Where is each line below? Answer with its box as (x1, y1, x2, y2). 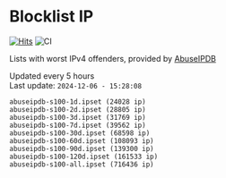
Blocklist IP (9, 6, 94, 27)
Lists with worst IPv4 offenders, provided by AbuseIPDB (9, 53, 217, 64)
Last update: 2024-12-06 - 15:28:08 (9, 80, 142, 90)
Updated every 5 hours (9, 70, 95, 81)
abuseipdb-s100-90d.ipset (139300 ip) (9, 144, 154, 153)
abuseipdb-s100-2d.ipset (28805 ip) (9, 105, 146, 114)
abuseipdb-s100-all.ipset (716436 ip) (9, 159, 154, 169)
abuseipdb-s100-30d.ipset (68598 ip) (9, 128, 151, 138)
